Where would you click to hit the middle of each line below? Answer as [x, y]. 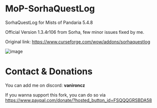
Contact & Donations [49, 71]
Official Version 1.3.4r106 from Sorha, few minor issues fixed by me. [75, 32]
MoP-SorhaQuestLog [50, 9]
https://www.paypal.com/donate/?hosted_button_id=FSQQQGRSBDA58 [78, 100]
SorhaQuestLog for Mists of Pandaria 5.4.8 [49, 22]
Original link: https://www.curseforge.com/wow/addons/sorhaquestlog [78, 42]
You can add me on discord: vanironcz [45, 85]
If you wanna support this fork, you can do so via [55, 95]
